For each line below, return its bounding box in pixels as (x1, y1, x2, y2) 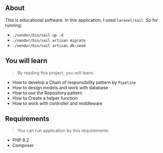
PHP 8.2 (12, 137, 29, 143)
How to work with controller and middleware (12, 100, 103, 106)
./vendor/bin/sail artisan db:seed (12, 43, 86, 48)
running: (5, 22, 22, 28)
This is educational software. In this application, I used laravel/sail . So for (5, 17, 158, 23)
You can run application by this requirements (17, 128, 109, 134)
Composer (12, 143, 34, 149)
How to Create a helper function (12, 95, 78, 101)
